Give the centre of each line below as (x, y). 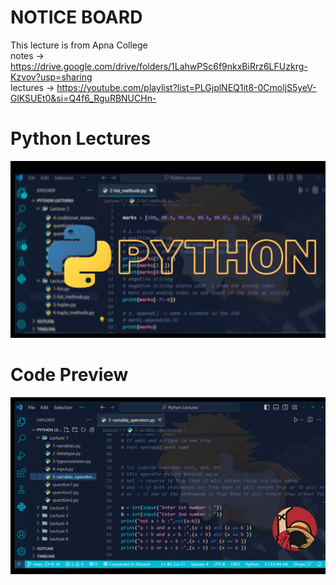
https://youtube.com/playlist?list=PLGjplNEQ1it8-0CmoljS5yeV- (186, 87)
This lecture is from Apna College (79, 45)
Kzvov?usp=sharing (51, 77)
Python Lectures (81, 138)
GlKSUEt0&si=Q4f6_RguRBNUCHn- (83, 98)
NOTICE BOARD (76, 17)
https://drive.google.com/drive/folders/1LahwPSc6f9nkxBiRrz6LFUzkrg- (159, 66)
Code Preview (69, 375)
